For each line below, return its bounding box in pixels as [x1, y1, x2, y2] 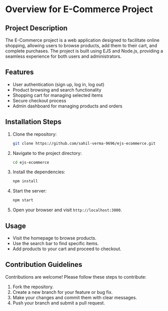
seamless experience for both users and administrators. [5, 53, 122, 59]
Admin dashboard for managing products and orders [12, 103, 123, 109]
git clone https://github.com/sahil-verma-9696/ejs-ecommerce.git [12, 141, 156, 146]
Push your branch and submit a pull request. [12, 300, 105, 306]
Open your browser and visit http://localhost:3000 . [12, 207, 122, 213]
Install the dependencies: [12, 169, 66, 175]
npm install [12, 179, 38, 184]
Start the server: [12, 188, 47, 194]
